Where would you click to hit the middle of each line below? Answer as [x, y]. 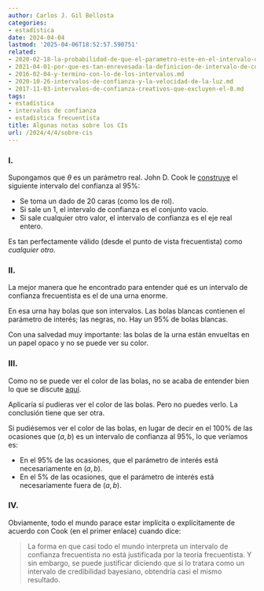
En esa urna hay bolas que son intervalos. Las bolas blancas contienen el [126, 311]
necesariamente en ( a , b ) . [61, 468]
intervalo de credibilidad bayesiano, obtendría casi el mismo [125, 571]
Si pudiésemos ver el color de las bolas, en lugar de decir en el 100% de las [130, 428]
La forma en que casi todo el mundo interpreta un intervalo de [128, 546]
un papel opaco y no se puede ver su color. [79, 343]
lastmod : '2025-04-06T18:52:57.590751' [73, 45]
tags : [17, 96]
